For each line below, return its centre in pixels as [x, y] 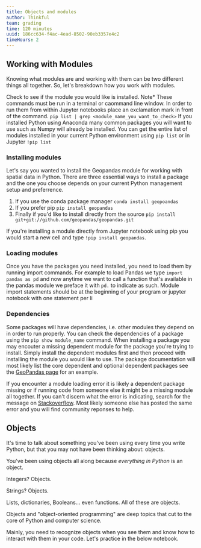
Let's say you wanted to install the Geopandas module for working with [94, 171]
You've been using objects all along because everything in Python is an [94, 461]
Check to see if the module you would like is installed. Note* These [89, 96]
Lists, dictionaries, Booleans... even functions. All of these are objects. [93, 502]
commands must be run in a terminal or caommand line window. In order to [99, 103]
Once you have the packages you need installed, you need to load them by [99, 266]
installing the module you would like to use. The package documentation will [101, 359]
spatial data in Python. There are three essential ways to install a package [97, 177]
